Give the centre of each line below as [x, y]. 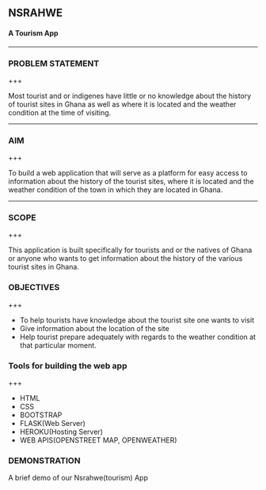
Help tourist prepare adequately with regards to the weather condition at [137, 337]
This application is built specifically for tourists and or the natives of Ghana [130, 250]
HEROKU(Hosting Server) [61, 432]
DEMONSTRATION [44, 460]
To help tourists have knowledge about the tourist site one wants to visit [137, 320]
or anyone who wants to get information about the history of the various [125, 258]
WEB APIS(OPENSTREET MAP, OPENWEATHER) [98, 440]
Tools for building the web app [68, 365]
